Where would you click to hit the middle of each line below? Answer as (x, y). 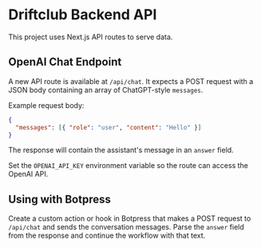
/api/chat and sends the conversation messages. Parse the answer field (127, 227)
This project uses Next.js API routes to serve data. (91, 37)
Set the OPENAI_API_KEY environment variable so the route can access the (129, 166)
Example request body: (46, 105)
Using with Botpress (60, 199)
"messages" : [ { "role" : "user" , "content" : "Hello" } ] (109, 127)
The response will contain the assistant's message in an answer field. (121, 150)
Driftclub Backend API (83, 15)
